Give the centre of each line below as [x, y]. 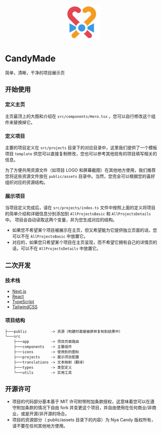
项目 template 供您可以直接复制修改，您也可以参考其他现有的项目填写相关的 [81, 153]
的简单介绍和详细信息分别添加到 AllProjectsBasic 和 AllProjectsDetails [78, 214]
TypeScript [23, 301]
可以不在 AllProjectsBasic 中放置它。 [50, 236]
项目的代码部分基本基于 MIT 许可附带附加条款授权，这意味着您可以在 [81, 402]
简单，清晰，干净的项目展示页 [35, 73]
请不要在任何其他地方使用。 [40, 426]
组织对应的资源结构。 [26, 182]
